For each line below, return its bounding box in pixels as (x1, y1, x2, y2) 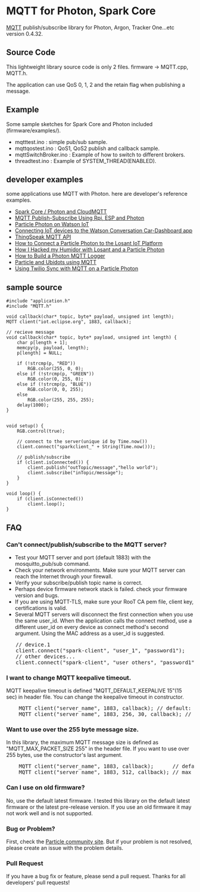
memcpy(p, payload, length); (17, 345, 89, 351)
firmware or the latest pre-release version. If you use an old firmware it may (6, 803, 192, 810)
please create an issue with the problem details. (6, 844, 124, 852)
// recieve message (6, 329, 55, 336)
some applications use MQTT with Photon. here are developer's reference (6, 190, 187, 198)
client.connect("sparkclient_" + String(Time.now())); (17, 444, 156, 450)
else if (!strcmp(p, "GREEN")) (17, 371, 95, 377)
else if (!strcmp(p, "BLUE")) (17, 381, 92, 387)
